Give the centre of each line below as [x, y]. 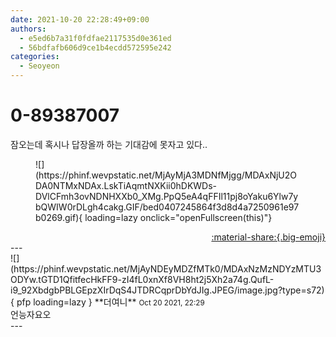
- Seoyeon [39, 66]
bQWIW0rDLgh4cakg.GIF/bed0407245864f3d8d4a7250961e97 [167, 207]
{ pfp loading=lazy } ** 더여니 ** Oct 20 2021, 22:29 [107, 302]
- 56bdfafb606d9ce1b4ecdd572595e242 [95, 47]
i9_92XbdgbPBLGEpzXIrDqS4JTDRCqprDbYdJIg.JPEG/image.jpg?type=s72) [167, 290]
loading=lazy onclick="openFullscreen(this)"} [178, 217]
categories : [35, 57]
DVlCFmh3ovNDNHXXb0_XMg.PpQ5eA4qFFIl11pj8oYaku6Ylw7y [167, 196]
